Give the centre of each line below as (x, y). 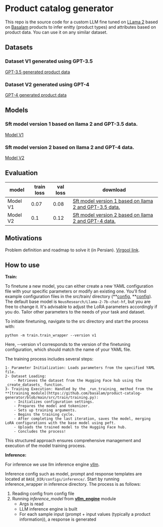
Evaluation (21, 173)
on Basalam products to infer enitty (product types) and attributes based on (81, 27)
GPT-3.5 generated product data (38, 72)
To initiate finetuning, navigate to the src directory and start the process (77, 321)
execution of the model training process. (45, 446)
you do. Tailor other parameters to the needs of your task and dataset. (75, 312)
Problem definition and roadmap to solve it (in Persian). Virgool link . (72, 250)
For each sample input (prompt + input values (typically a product (85, 514)
